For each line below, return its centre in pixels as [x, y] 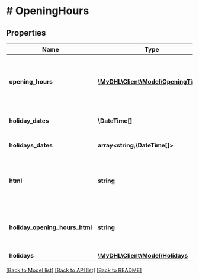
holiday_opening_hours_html [51, 227]
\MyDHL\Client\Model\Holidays [143, 256]
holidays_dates [31, 145]
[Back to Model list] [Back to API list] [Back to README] [74, 270]
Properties [26, 33]
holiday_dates [29, 121]
